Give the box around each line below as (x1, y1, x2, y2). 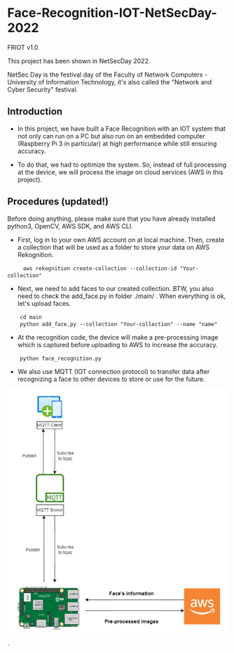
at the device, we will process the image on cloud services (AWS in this (17, 167, 223, 176)
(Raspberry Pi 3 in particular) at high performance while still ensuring (17, 139, 217, 148)
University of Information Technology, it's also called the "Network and (7, 77, 212, 86)
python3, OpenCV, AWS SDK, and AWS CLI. (7, 221, 133, 230)
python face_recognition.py (20, 355, 102, 362)
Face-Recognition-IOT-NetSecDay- (7, 5, 217, 21)
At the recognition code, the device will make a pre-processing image (17, 332, 219, 342)
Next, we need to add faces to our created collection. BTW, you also (17, 284, 214, 292)
